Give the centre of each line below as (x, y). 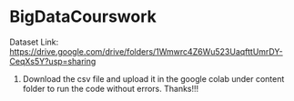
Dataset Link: (34, 42)
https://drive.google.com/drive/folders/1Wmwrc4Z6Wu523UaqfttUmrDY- (147, 51)
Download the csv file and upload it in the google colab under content (153, 78)
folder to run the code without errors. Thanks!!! (111, 88)
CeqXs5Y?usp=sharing (53, 61)
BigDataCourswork (83, 17)
